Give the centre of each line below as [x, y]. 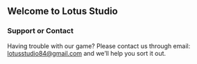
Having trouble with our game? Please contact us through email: [99, 46]
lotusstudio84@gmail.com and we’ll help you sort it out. [87, 53]
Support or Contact [41, 31]
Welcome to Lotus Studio [62, 11]
